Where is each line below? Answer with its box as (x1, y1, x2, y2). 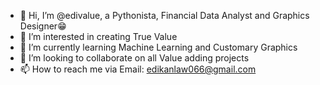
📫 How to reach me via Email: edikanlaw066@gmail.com (19, 63, 257, 75)
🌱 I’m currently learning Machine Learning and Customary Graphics (19, 41, 298, 53)
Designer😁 (19, 20, 67, 32)
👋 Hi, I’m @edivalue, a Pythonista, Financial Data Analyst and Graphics (19, 10, 310, 21)
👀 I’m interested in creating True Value (19, 31, 178, 42)
